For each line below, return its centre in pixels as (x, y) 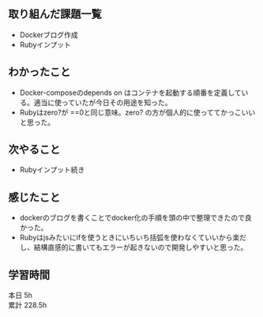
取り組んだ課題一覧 (55, 14)
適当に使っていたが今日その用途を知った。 (103, 102)
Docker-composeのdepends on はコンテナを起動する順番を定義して (130, 92)
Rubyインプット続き (52, 170)
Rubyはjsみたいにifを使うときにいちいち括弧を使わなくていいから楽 (130, 238)
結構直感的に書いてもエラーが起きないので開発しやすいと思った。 (141, 247)
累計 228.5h (28, 305)
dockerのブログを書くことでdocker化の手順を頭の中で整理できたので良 (135, 218)
